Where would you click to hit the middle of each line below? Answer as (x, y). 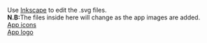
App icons (22, 25)
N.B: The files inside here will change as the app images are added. (104, 17)
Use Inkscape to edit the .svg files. (57, 10)
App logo (20, 32)
